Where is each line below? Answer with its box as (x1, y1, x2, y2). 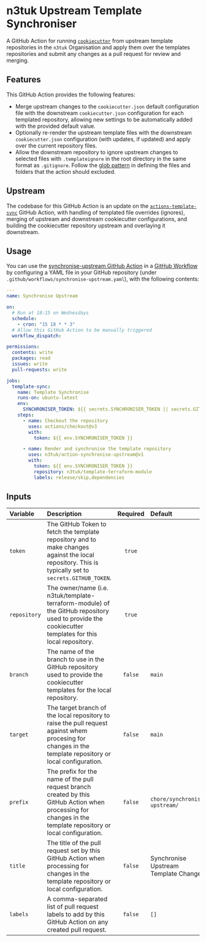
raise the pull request (47, 719, 108, 728)
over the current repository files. (15, 142, 97, 149)
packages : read (12, 355, 51, 361)
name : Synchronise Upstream (6, 293, 78, 299)
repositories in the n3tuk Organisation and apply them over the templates (6, 44, 190, 51)
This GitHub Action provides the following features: (6, 90, 136, 98)
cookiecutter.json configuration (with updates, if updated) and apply (15, 135, 191, 143)
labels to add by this (47, 910, 105, 919)
